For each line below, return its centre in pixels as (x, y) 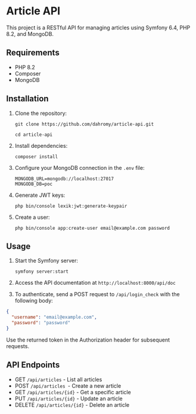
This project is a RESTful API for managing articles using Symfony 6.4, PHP (98, 28)
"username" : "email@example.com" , (54, 317)
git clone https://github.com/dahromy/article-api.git (84, 124)
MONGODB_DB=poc (34, 184)
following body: (34, 301)
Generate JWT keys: (40, 195)
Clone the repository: (41, 113)
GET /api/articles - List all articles (58, 379)
